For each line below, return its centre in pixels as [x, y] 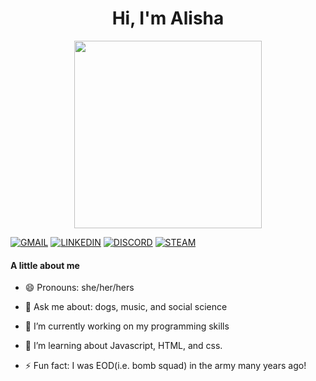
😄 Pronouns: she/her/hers [79, 288]
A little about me [45, 265]
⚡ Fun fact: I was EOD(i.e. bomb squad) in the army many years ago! [165, 366]
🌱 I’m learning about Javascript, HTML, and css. [123, 346]
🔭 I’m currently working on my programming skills [127, 326]
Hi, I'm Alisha [168, 18]
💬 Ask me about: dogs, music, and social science [126, 307]
